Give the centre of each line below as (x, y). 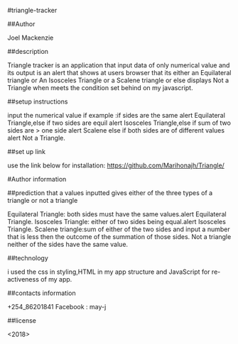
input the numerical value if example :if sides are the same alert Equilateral (117, 115)
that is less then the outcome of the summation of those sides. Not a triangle (119, 237)
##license (22, 321)
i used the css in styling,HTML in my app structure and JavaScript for (109, 272)
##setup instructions (38, 101)
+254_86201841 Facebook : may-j (57, 307)
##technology (28, 258)
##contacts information (42, 293)
